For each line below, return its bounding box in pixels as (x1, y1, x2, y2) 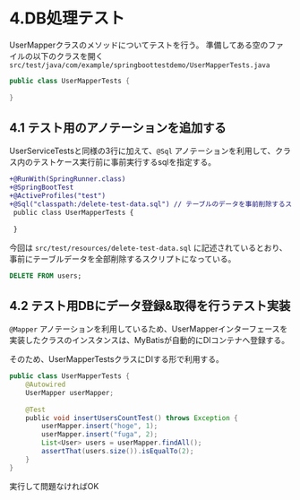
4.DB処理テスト (9, 8, 125, 29)
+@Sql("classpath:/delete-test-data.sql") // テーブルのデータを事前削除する (9, 200, 286, 209)
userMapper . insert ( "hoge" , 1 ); (41, 422, 159, 431)
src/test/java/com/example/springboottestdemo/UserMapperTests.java (9, 60, 270, 70)
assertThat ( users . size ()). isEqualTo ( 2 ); (41, 447, 194, 456)
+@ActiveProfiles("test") (9, 192, 106, 201)
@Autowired (25, 380, 66, 390)
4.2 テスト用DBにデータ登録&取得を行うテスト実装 (9, 297, 291, 314)
